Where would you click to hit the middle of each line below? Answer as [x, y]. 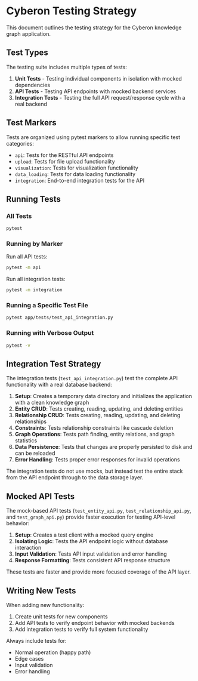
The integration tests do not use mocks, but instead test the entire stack [95, 471]
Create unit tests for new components [61, 617]
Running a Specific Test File [47, 306]
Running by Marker [35, 244]
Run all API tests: [27, 257]
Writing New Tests [41, 591]
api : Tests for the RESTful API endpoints [64, 155]
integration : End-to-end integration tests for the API [80, 180]
